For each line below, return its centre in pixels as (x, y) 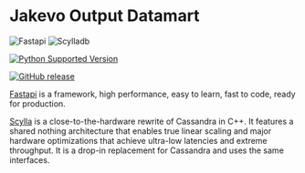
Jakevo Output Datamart (105, 16)
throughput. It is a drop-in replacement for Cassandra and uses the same (147, 150)
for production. (37, 103)
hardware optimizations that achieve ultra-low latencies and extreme (138, 140)
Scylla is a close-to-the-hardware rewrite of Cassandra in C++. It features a (152, 121)
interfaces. (30, 159)
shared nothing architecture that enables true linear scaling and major (141, 131)
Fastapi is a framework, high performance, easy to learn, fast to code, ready (152, 94)
